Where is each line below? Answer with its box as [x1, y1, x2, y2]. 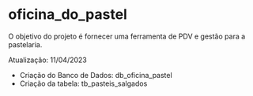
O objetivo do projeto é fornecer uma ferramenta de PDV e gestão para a [8, 31, 246, 41]
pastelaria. [8, 39, 43, 49]
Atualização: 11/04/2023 [8, 55, 87, 65]
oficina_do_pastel [8, 6, 128, 24]
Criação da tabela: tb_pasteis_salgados [19, 79, 148, 88]
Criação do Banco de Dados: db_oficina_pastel [19, 70, 172, 79]
